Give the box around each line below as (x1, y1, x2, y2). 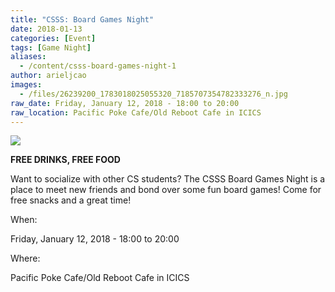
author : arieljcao (10, 71, 87, 81)
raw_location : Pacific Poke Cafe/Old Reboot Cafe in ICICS (10, 107, 262, 118)
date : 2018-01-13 (10, 24, 83, 34)
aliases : (10, 52, 47, 62)
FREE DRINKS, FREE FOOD (10, 154, 121, 166)
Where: (10, 252, 41, 265)
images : (10, 80, 43, 90)
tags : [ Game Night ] (10, 42, 92, 53)
